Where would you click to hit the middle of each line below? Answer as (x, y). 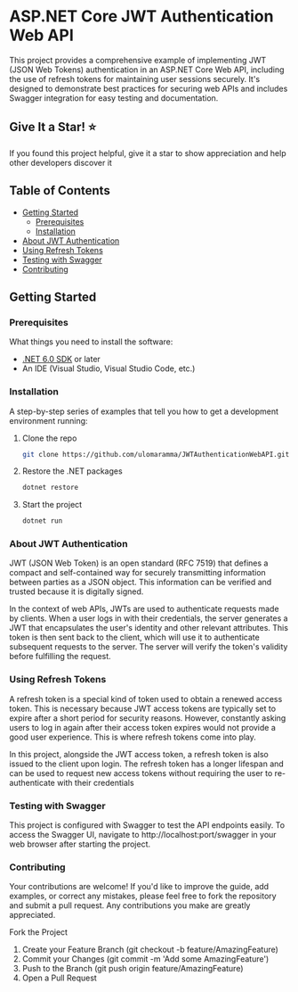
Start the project (52, 505)
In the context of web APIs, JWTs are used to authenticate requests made (144, 609)
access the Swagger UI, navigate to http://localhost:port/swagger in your (143, 835)
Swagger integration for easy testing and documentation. (114, 98)
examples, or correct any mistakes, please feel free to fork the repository (143, 896)
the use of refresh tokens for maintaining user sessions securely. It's (135, 79)
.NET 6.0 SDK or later (61, 360)
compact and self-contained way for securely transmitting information (138, 573)
